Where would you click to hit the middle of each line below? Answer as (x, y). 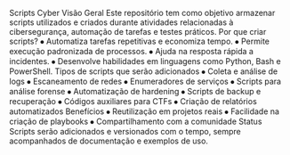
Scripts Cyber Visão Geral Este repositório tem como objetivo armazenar (142, 13)
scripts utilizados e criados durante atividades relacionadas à (121, 22)
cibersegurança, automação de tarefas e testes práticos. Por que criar (138, 32)
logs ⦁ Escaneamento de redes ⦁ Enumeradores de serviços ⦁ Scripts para (145, 81)
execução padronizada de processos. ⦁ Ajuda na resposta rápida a (131, 51)
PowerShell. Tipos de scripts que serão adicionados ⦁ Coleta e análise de (144, 71)
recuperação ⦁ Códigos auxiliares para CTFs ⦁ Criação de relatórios (133, 101)
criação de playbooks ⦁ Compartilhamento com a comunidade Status (136, 121)
